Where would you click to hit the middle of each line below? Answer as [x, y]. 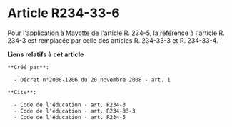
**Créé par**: [29, 67]
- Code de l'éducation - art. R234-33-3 [75, 111]
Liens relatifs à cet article [46, 54]
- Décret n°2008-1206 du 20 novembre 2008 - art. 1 [92, 80]
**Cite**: [22, 92]
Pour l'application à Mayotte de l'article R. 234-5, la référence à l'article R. [116, 33]
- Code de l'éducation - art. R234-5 [70, 117]
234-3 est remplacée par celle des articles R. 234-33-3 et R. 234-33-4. [113, 40]
